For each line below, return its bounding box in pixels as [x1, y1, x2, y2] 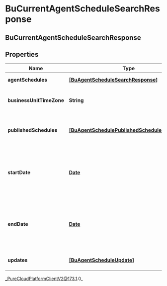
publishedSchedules [7, 127, 58, 134]
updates [7, 257, 28, 264]
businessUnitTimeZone [7, 97, 65, 104]
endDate [7, 221, 28, 228]
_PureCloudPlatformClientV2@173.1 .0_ [5, 276, 83, 282]
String [69, 97, 84, 104]
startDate [7, 169, 31, 176]
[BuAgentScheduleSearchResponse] [69, 77, 158, 84]
